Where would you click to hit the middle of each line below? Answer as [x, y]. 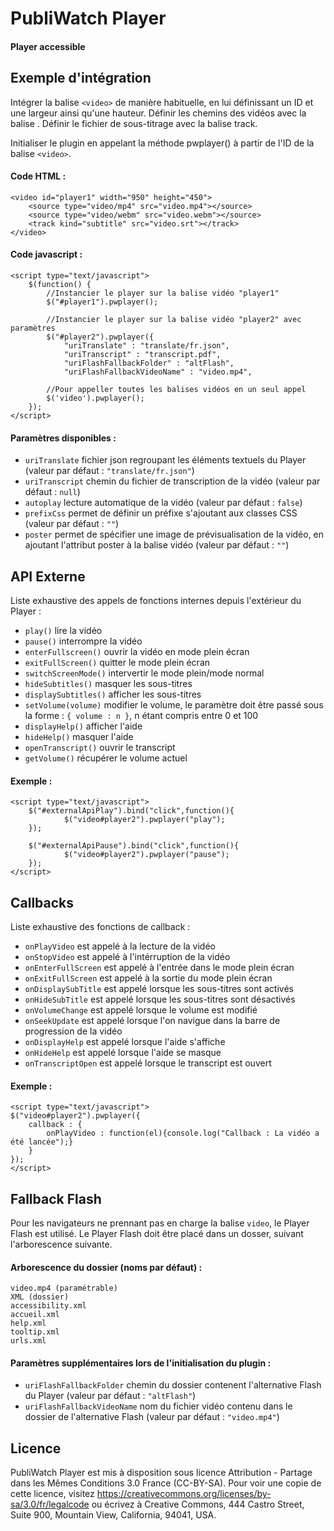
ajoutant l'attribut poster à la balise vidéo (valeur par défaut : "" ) [157, 545]
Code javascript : [46, 254]
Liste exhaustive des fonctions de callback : [100, 927]
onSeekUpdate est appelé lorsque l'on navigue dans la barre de [152, 1021]
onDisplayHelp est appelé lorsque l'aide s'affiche [125, 1042]
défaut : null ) [52, 492]
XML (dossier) [40, 1297]
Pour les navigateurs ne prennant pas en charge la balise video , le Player [160, 1223]
